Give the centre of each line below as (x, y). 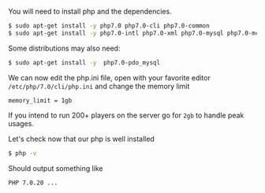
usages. (21, 123)
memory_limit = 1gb (40, 100)
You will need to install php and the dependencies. (90, 11)
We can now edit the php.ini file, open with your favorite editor (109, 77)
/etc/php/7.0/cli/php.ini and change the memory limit (99, 86)
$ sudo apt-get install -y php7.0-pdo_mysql (84, 62)
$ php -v (22, 153)
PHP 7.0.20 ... (33, 183)
